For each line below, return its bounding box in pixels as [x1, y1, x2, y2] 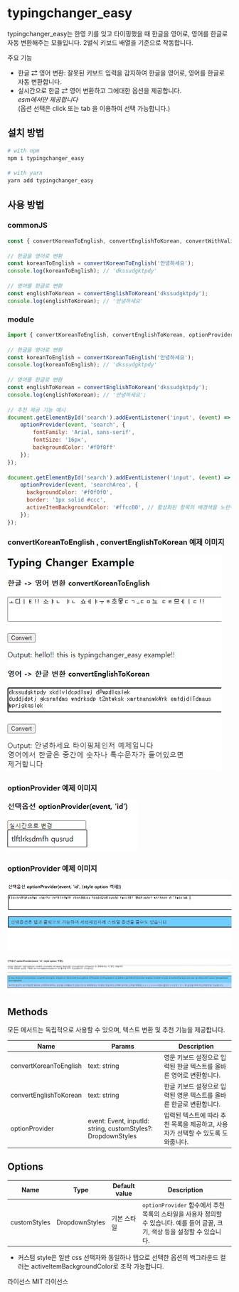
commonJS [7, 221, 48, 231]
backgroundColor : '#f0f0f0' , [26, 489, 113, 496]
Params [111, 1042, 135, 1050]
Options [7, 1161, 44, 1173]
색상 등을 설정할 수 [151, 1227, 203, 1236]
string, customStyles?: [87, 1124, 153, 1133]
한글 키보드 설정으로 [163, 1082, 219, 1091]
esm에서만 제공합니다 [17, 95, 78, 104]
